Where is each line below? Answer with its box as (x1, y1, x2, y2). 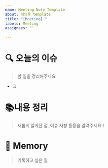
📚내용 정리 (5, 102, 48, 113)
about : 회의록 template (5, 12, 51, 17)
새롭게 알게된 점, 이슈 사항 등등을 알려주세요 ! (17, 122, 105, 128)
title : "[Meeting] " (5, 16, 48, 21)
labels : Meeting (5, 21, 38, 26)
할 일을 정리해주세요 (17, 73, 56, 79)
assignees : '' (5, 26, 35, 31)
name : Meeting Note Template (5, 7, 65, 12)
